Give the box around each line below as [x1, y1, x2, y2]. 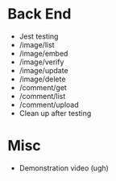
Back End [7, 5, 72, 23]
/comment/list [19, 91, 66, 101]
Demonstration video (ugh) [19, 162, 110, 173]
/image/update [19, 65, 69, 75]
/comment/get [19, 82, 68, 93]
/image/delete [19, 74, 66, 84]
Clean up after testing [19, 108, 92, 117]
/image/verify [19, 57, 64, 67]
